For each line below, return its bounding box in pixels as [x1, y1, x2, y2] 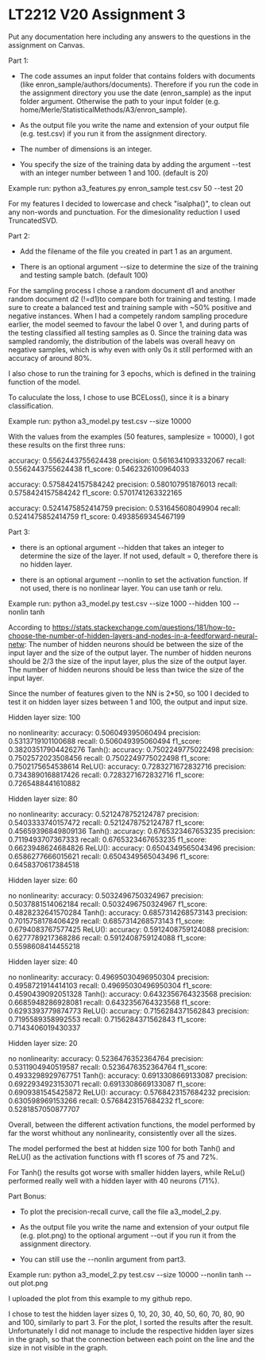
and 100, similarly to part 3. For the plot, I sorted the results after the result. [8, 1317, 253, 1327]
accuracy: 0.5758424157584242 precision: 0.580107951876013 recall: [8, 479, 238, 489]
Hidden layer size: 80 [8, 793, 78, 804]
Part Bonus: [8, 1191, 47, 1201]
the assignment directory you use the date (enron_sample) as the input [19, 87, 252, 97]
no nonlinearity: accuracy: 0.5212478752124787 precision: [8, 809, 200, 819]
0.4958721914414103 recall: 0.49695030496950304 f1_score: [8, 980, 213, 990]
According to [8, 622, 51, 632]
